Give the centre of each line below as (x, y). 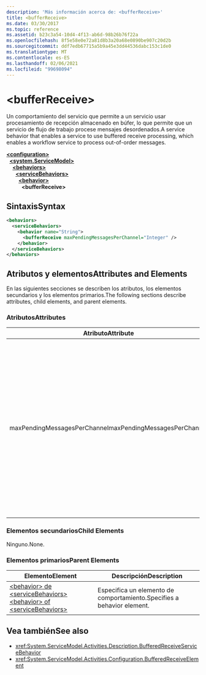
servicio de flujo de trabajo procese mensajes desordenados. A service (96, 129)
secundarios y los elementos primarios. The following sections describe (96, 295)
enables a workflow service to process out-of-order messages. (86, 142)
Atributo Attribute (109, 333)
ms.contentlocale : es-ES (38, 58)
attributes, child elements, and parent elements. (67, 302)
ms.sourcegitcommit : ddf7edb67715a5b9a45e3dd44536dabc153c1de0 (89, 47)
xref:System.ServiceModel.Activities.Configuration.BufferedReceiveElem (107, 659)
